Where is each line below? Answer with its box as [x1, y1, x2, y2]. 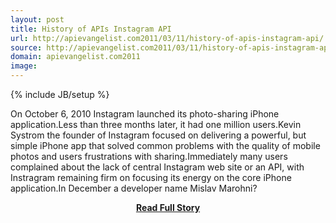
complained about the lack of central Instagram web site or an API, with [10, 161, 305, 173]
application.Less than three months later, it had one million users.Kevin [10, 119, 302, 130]
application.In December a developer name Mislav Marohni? [10, 182, 258, 194]
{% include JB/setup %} [10, 89, 110, 100]
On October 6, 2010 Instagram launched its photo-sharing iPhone [10, 108, 280, 120]
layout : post [10, 14, 65, 25]
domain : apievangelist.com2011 [10, 52, 141, 62]
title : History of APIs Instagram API [10, 24, 172, 34]
